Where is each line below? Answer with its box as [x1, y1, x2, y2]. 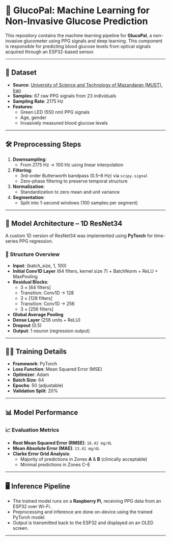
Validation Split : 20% [12, 388, 59, 394]
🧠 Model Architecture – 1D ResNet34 [5, 219, 123, 228]
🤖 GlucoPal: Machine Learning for [5, 5, 150, 16]
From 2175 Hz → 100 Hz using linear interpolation [20, 161, 124, 168]
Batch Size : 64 [12, 377, 44, 383]
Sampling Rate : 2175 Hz [12, 98, 64, 104]
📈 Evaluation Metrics [5, 426, 60, 433]
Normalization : [12, 183, 45, 190]
